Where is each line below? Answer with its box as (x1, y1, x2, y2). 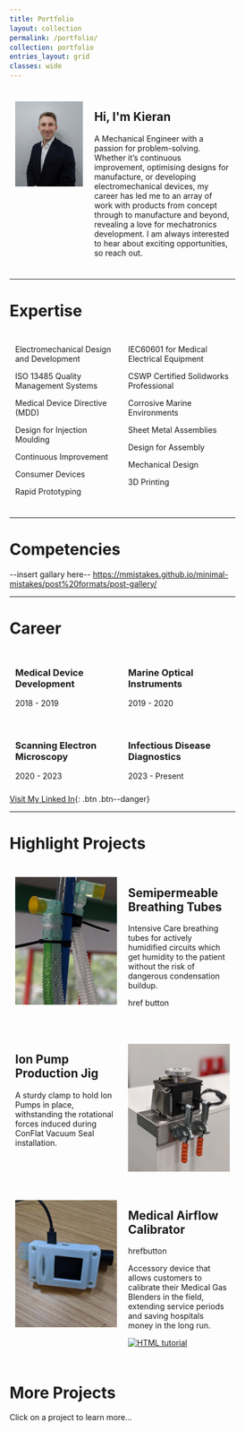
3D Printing (128, 476, 170, 487)
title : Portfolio (9, 14, 74, 23)
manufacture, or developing (94, 171, 197, 182)
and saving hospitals (128, 1311, 205, 1322)
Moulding (15, 434, 50, 444)
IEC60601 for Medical (128, 343, 207, 354)
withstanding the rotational (15, 1108, 114, 1119)
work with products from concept (94, 200, 218, 211)
